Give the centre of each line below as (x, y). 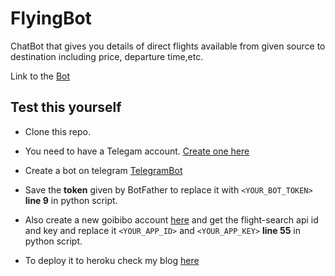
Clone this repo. (57, 131)
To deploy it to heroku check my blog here (112, 260)
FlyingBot (51, 18)
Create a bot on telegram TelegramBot (103, 170)
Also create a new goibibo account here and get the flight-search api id (171, 219)
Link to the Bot (40, 76)
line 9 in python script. (71, 200)
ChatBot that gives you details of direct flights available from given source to (168, 46)
